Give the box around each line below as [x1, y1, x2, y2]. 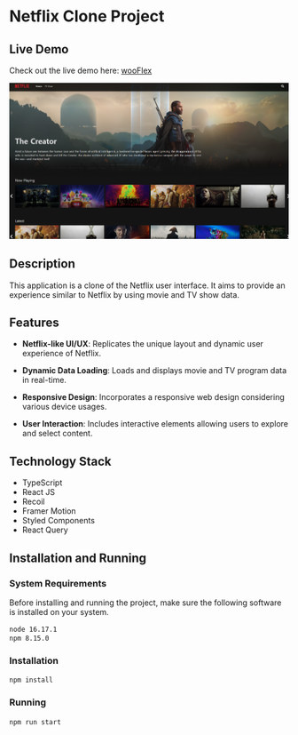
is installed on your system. [9, 606, 109, 617]
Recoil [21, 496, 45, 507]
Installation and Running [9, 550, 147, 565]
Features [9, 316, 59, 331]
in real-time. [21, 375, 67, 386]
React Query [21, 524, 68, 535]
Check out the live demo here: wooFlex [9, 65, 153, 76]
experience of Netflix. [21, 348, 102, 359]
